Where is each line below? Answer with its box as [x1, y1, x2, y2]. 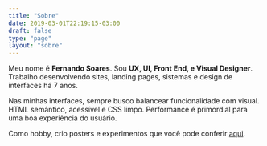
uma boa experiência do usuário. [8, 113, 117, 123]
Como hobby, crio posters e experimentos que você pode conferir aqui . [8, 129, 246, 139]
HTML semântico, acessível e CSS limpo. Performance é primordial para [8, 105, 248, 115]
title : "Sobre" [8, 11, 60, 20]
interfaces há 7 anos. [8, 81, 78, 91]
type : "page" [8, 34, 52, 43]
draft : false [8, 26, 52, 34]
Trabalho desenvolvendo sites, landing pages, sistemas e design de [8, 72, 233, 82]
